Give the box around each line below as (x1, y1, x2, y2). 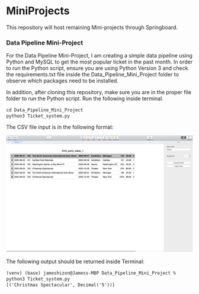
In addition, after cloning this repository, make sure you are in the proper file (6, 89, 191, 96)
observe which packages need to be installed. (6, 77, 118, 84)
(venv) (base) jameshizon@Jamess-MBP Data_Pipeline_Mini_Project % (6, 270, 176, 276)
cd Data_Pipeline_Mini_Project (6, 107, 84, 113)
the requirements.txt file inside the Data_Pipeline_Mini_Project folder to (6, 71, 179, 78)
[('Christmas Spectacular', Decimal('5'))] (6, 282, 115, 288)
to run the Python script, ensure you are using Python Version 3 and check (6, 65, 188, 72)
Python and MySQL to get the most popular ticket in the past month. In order (6, 58, 193, 66)
